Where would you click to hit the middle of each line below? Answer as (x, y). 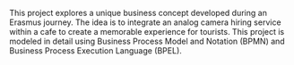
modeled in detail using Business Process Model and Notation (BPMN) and (147, 41)
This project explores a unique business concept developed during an (138, 13)
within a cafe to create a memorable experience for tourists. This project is (147, 32)
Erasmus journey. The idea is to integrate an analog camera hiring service (145, 22)
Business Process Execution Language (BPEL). (95, 51)
